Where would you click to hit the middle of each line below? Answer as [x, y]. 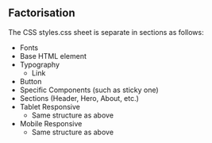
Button [31, 81]
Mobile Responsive [51, 123]
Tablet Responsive [50, 106]
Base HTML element [53, 56]
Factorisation [42, 13]
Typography [40, 64]
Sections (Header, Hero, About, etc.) [79, 98]
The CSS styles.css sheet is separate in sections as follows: [106, 32]
